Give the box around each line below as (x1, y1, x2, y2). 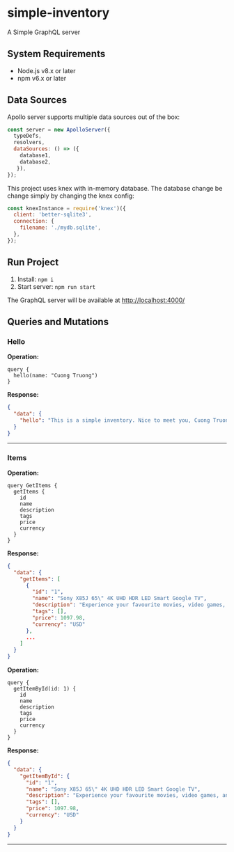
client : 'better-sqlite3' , (13, 211, 92, 219)
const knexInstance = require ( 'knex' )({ (7, 205, 127, 212)
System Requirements (7, 48, 106, 60)
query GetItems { (7, 482, 58, 489)
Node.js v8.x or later (17, 66, 76, 74)
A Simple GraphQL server (7, 28, 81, 36)
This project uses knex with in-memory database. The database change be (7, 184, 223, 192)
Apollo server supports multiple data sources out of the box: (7, 113, 180, 121)
